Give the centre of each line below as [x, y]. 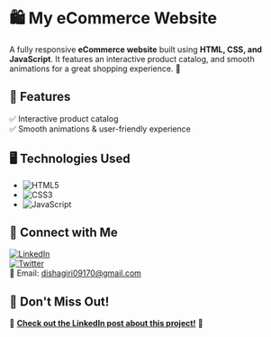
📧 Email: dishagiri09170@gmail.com [76, 273]
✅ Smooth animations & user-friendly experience [100, 129]
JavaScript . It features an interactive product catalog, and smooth [132, 59]
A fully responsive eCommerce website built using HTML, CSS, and [136, 49]
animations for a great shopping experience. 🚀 [95, 68]
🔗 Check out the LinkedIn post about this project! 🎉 [107, 323]
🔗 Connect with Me [64, 232]
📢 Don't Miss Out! [59, 301]
